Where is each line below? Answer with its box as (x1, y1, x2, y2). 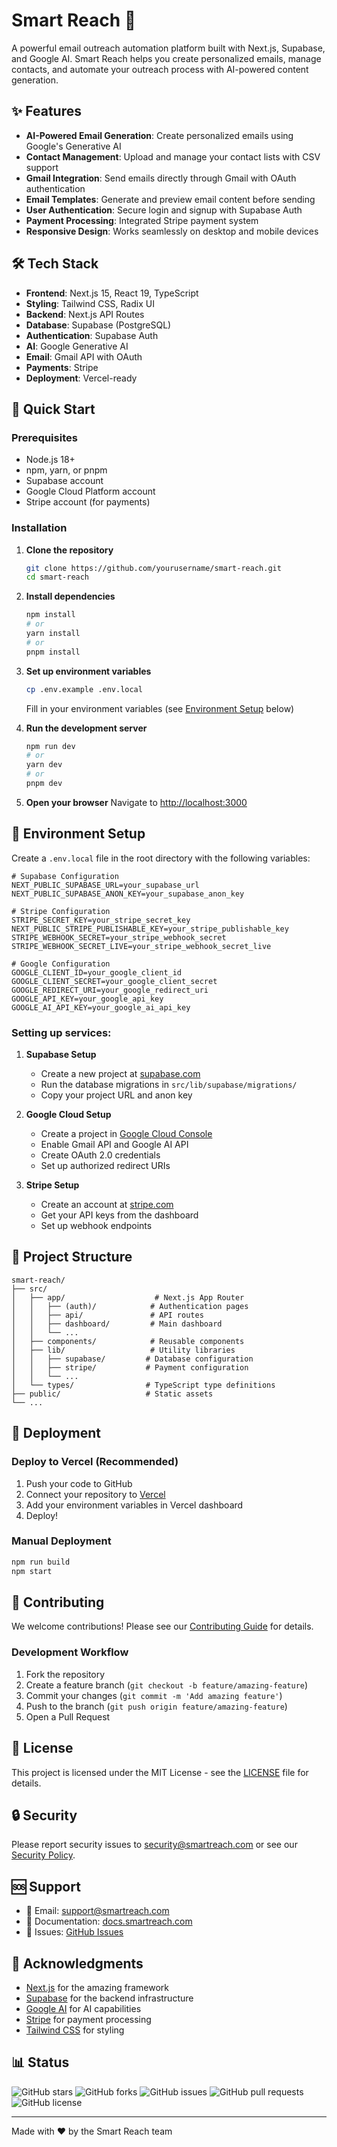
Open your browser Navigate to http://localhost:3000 (25, 796, 248, 808)
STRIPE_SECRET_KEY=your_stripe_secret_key (11, 915, 191, 925)
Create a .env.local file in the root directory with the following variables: (11, 852, 311, 864)
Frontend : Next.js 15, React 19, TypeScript (25, 287, 199, 299)
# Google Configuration (11, 959, 111, 969)
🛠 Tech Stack (11, 255, 99, 273)
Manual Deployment (11, 1534, 112, 1548)
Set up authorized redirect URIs (40, 1160, 171, 1172)
